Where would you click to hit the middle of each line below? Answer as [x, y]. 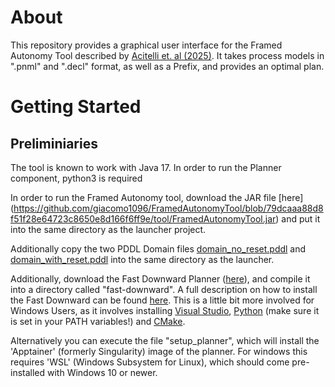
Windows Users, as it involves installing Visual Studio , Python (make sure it [165, 310]
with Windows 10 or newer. [102, 372]
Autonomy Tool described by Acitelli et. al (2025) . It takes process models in [167, 55]
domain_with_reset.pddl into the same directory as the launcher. [142, 259]
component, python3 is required [76, 178]
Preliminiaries [54, 143]
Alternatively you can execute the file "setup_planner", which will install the [165, 340]
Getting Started [76, 107]
